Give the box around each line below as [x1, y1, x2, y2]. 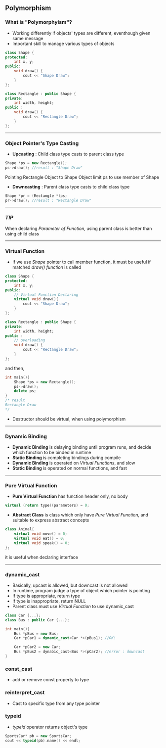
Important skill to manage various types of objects [12, 41, 115, 47]
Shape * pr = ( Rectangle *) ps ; [5, 193, 68, 198]
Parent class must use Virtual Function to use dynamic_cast [12, 603, 134, 609]
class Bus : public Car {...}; [5, 617, 70, 622]
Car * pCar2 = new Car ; [14, 645, 61, 650]
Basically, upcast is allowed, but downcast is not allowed [12, 582, 128, 588]
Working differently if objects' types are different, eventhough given [12, 30, 151, 36]
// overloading [14, 338, 45, 343]
